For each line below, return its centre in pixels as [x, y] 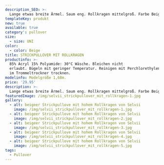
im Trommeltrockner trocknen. [40, 73]
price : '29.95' [20, 82]
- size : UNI [22, 41]
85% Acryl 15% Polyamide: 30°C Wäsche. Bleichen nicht [66, 64]
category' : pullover [26, 32]
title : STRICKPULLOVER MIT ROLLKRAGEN [44, 55]
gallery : [14, 101]
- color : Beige [25, 50]
